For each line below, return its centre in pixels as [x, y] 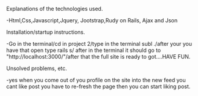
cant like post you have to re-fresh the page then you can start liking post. [98, 86]
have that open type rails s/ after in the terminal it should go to [84, 50]
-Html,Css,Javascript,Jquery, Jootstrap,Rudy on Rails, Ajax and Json [92, 20]
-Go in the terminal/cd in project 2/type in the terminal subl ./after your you [99, 44]
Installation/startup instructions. [46, 32]
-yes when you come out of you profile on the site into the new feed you [96, 80]
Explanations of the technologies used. [55, 9]
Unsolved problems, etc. [37, 68]
